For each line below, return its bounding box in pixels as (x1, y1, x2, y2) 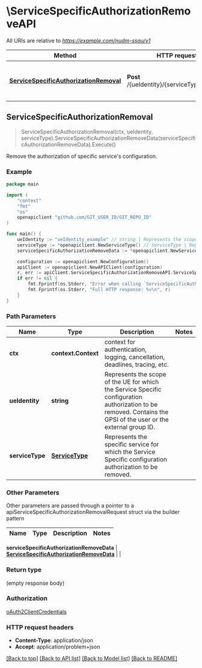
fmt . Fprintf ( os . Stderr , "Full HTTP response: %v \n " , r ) (28, 287, 171, 293)
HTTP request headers (6, 623, 74, 631)
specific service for (104, 440, 159, 448)
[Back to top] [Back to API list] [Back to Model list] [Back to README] (6, 655, 177, 662)
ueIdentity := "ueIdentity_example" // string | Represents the (17, 237, 182, 243)
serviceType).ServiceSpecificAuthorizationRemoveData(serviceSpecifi (20, 134, 196, 142)
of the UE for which (104, 378, 159, 386)
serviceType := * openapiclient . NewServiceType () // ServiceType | (17, 242, 187, 248)
